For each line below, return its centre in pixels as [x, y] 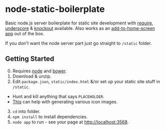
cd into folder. [26, 111]
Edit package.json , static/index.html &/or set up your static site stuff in [86, 81]
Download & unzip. [32, 76]
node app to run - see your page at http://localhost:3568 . [70, 122]
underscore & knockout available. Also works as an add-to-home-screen [80, 28]
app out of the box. [25, 33]
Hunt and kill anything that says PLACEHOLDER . [58, 96]
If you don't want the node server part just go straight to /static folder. [78, 43]
